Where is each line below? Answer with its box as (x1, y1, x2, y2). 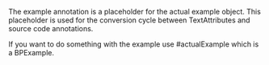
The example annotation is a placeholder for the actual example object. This (8, 7, 261, 16)
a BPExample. (8, 48, 55, 57)
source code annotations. (8, 24, 94, 33)
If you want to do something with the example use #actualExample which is (8, 39, 259, 49)
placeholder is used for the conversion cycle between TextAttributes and (8, 15, 250, 25)
